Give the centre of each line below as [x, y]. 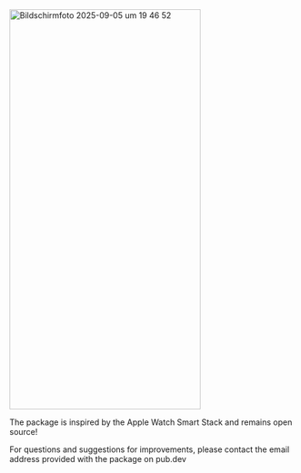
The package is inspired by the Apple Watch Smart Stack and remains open [151, 422]
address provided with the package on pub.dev [98, 459]
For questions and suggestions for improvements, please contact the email [150, 449]
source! [24, 432]
